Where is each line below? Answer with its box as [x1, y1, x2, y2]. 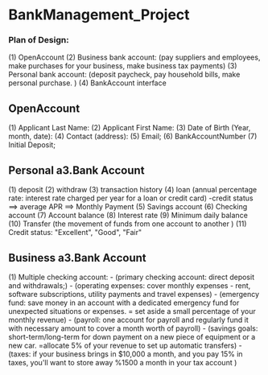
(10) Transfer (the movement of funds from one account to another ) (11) [8, 219, 247, 229]
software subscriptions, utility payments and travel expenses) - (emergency [8, 289, 260, 299]
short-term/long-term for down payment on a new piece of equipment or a [8, 332, 256, 341]
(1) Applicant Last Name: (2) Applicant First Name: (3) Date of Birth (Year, [8, 123, 251, 133]
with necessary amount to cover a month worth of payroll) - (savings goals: [8, 323, 258, 333]
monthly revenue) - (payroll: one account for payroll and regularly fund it [8, 315, 249, 324]
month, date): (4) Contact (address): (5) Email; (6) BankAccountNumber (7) [8, 131, 258, 142]
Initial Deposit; [8, 140, 56, 150]
